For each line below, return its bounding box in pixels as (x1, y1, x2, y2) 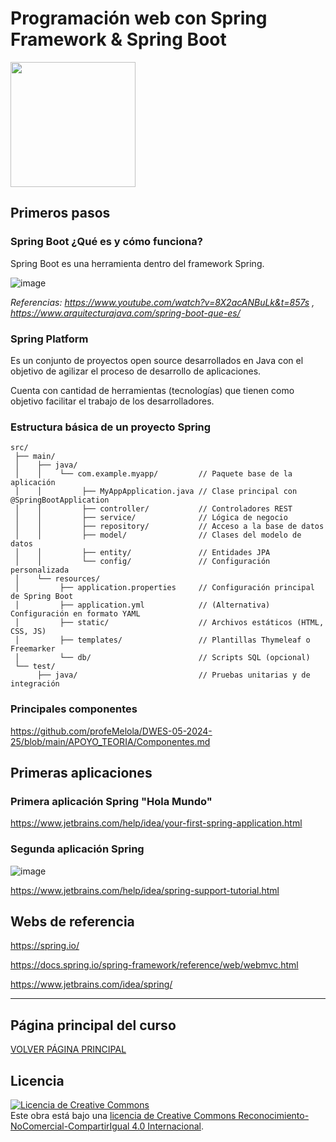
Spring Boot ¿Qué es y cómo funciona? (10, 235, 203, 249)
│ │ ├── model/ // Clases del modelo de (14, 530, 302, 541)
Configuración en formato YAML (10, 609, 141, 619)
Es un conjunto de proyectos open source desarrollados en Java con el (10, 354, 304, 366)
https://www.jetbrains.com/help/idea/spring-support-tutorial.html (10, 884, 280, 896)
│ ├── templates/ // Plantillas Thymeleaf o (14, 635, 311, 646)
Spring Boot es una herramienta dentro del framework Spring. (10, 257, 265, 269)
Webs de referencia (10, 913, 135, 930)
